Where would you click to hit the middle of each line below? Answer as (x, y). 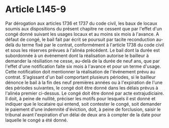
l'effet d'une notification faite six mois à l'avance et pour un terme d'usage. (83, 66)
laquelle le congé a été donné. (37, 120)
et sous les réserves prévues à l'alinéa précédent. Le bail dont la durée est (82, 50)
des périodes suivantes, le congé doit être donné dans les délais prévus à (82, 88)
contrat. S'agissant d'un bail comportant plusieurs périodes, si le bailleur (81, 77)
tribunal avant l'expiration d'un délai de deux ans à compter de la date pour (83, 114)
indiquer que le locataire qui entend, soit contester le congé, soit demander (83, 104)
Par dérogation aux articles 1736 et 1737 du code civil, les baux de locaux (81, 23)
